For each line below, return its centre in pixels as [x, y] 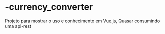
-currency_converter [49, 7]
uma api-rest [18, 26]
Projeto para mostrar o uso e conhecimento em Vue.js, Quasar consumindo [82, 21]
